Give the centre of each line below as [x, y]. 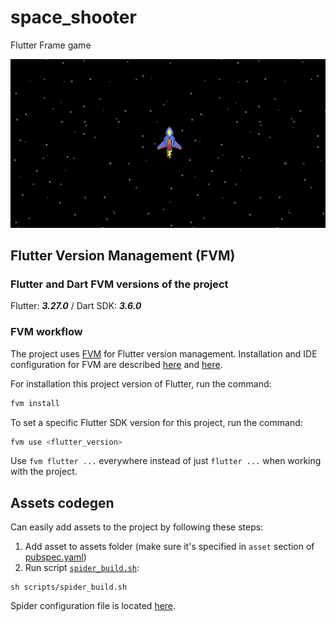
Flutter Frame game [51, 45]
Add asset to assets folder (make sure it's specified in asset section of [169, 547]
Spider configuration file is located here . [93, 606]
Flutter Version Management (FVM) [123, 256]
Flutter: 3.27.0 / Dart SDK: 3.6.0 [76, 306]
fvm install [35, 403]
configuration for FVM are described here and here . [116, 364]
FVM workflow [46, 332]
